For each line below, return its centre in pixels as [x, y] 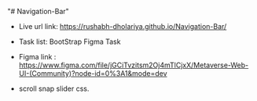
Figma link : [37, 57]
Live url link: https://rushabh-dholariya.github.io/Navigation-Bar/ [123, 26]
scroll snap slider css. [54, 88]
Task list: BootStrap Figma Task [70, 41]
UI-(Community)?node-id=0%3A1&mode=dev [93, 73]
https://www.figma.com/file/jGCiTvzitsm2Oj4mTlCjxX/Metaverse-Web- [134, 65]
